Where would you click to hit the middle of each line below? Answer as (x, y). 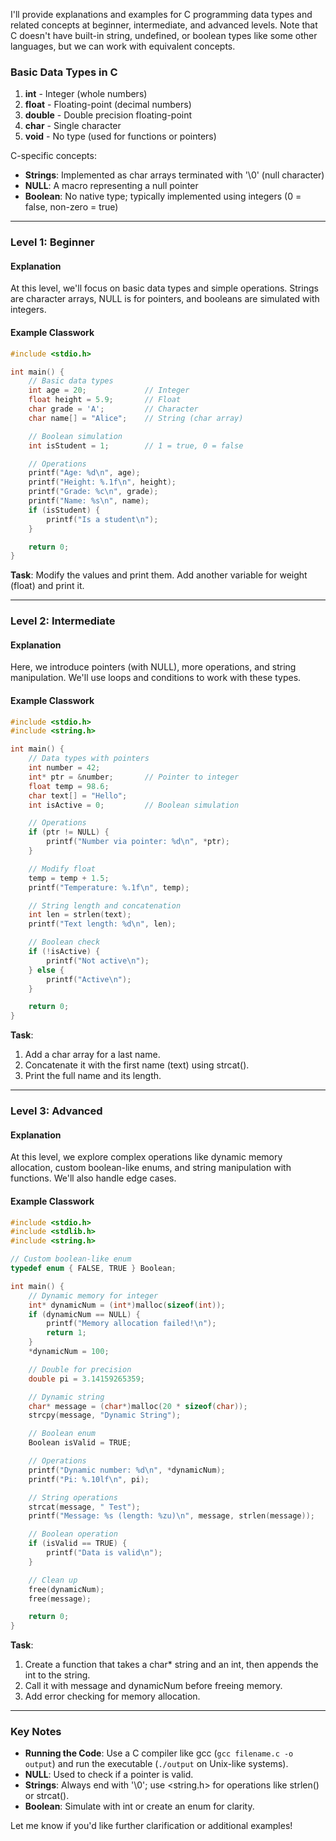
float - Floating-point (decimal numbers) (108, 105)
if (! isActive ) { (64, 952)
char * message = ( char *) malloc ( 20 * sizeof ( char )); (138, 1406)
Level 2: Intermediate (63, 621)
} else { (46, 970)
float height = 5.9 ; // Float (105, 400)
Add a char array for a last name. (92, 1055)
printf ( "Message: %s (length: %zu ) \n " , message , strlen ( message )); (171, 1516)
